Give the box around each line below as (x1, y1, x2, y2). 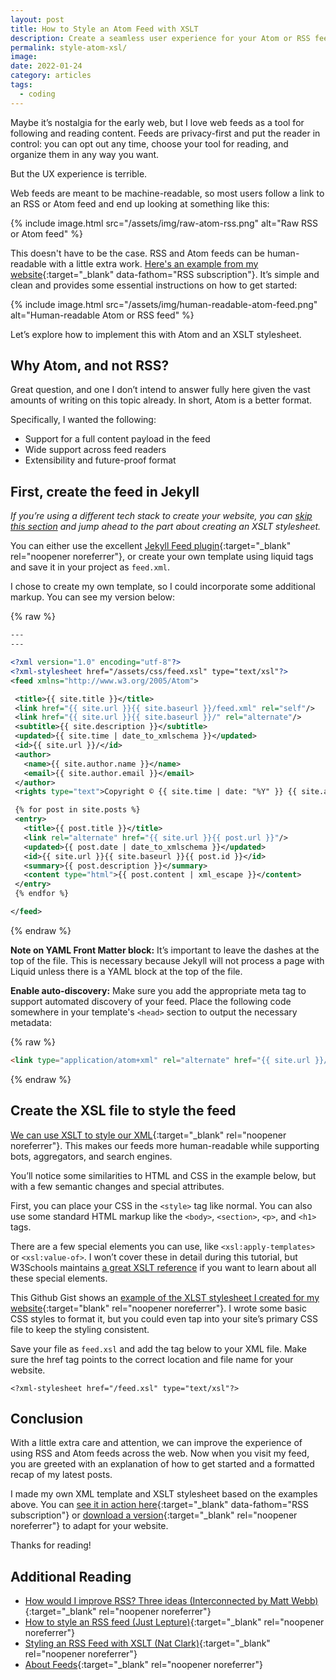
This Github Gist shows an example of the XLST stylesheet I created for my (10, 1291, 320, 1303)
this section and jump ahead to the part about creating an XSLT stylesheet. (10, 521, 322, 533)
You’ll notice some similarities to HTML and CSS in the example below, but (10, 1169, 317, 1181)
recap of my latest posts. (10, 1469, 113, 1481)
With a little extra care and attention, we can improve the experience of (10, 1437, 303, 1449)
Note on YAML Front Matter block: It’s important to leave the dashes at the (10, 944, 320, 956)
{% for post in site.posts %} (14, 805, 141, 815)
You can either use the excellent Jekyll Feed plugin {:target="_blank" (10, 540, 292, 552)
